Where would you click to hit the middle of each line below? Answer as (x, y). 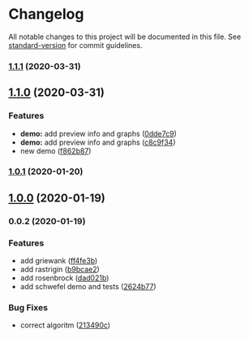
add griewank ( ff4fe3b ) (59, 261)
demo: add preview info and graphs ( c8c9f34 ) (98, 142)
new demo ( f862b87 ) (56, 150)
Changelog (46, 14)
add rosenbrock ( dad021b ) (64, 278)
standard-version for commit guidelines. (75, 45)
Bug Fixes (28, 308)
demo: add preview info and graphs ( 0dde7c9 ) (98, 133)
